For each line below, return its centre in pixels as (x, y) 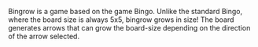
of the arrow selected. (44, 36)
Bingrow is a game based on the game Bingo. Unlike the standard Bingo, (125, 11)
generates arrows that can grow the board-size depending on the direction (129, 28)
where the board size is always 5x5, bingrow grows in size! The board (121, 20)
